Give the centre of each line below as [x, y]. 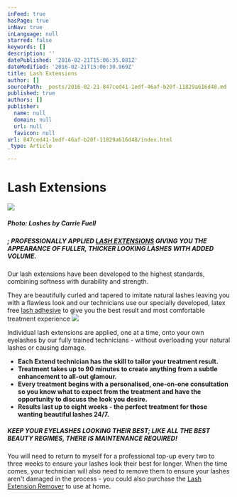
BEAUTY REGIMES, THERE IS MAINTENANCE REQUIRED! [93, 438]
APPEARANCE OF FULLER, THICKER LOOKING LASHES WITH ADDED [111, 249]
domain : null [33, 119]
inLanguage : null [33, 34]
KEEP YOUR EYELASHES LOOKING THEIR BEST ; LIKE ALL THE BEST [109, 431]
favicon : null [34, 133]
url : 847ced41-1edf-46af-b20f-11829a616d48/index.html [90, 139]
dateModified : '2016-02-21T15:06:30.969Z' [71, 67]
